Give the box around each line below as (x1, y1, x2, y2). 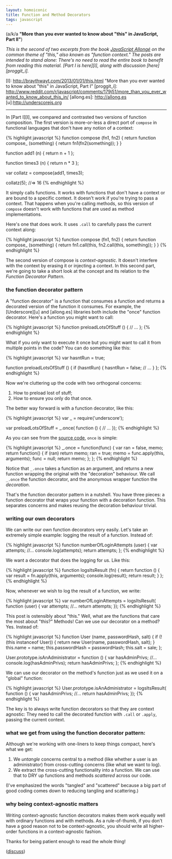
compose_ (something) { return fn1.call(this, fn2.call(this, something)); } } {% (6, 242, 167, 248)
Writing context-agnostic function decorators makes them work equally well (6, 812, 165, 818)
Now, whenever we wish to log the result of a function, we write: (6, 588, 141, 594)
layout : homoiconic (6, 7, 47, 13)
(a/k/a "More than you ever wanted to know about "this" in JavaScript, (6, 31, 159, 37)
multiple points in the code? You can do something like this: (6, 345, 131, 351)
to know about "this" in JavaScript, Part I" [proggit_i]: (6, 83, 117, 89)
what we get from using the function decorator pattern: (6, 729, 146, 736)
